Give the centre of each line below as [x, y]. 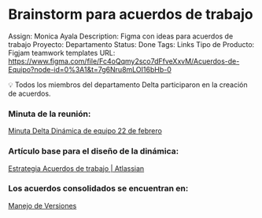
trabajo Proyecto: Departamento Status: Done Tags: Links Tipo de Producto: [131, 44]
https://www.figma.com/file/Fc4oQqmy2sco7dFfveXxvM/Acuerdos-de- [124, 61]
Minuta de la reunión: [50, 114]
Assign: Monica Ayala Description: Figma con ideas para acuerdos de [121, 36]
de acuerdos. [30, 93]
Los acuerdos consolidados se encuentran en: [98, 188]
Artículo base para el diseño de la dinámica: [94, 151]
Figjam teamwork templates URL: [62, 53]
